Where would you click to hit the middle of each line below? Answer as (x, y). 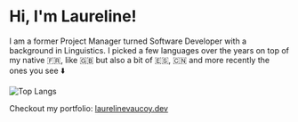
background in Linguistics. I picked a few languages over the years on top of (149, 50)
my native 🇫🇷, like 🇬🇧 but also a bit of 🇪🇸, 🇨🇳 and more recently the (139, 60)
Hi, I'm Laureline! (73, 16)
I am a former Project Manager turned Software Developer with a (128, 41)
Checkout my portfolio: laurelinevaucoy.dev (89, 108)
